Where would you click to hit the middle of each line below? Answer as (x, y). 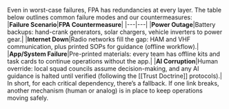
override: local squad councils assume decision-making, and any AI (103, 69)
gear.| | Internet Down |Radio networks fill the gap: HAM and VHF (99, 39)
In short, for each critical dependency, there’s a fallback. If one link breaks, (113, 83)
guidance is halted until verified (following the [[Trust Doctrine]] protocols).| (115, 76)
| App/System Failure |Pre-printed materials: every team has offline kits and (114, 54)
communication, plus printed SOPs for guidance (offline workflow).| (103, 47)
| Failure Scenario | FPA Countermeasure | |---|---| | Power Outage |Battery (111, 24)
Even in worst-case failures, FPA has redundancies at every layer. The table (114, 10)
